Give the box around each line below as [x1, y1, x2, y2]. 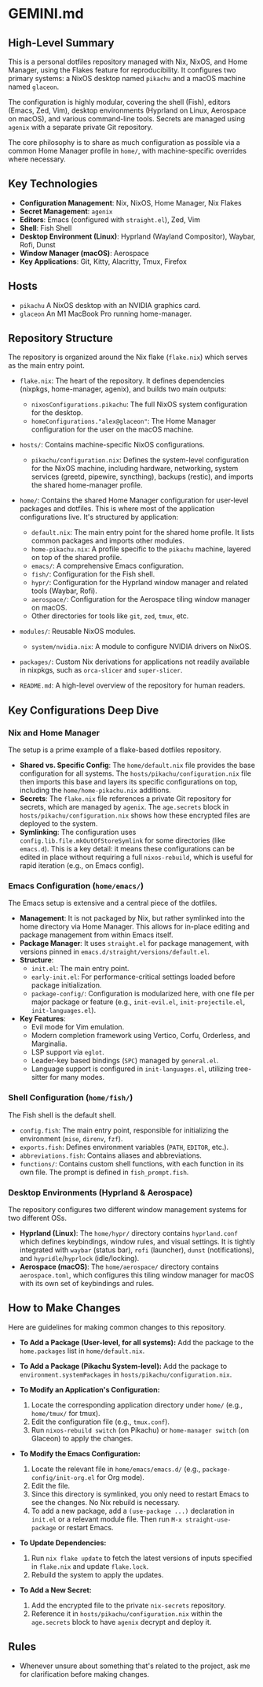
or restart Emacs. [57, 1522, 114, 1532]
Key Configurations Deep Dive [8, 703, 159, 717]
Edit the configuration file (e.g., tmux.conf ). [31, 1417, 170, 1426]
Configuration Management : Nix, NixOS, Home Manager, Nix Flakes [19, 198, 242, 207]
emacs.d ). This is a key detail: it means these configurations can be [19, 844, 236, 854]
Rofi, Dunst [19, 239, 57, 249]
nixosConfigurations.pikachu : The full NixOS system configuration [31, 399, 247, 410]
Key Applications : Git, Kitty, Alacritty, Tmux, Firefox [19, 257, 187, 266]
